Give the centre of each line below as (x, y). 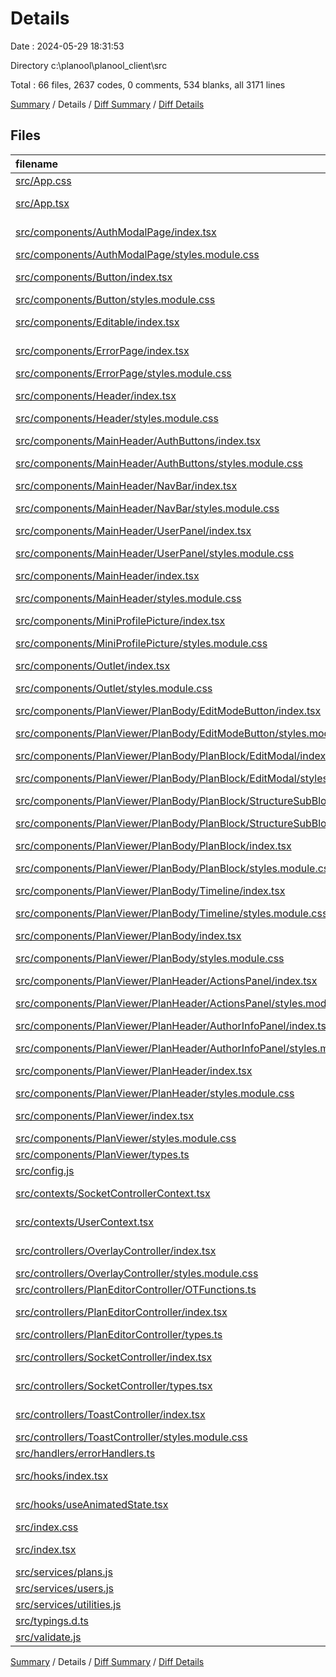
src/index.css (47, 1527)
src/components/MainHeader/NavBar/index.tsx (126, 485)
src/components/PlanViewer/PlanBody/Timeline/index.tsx (150, 890)
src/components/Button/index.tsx (94, 277)
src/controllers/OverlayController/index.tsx (116, 1250)
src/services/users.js (65, 1588)
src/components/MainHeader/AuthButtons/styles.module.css (159, 463)
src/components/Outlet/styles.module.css (114, 688)
